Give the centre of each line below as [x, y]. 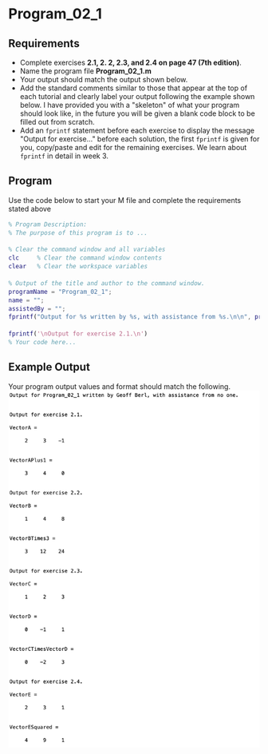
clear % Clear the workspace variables [78, 267]
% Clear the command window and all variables [87, 250]
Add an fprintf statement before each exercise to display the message [137, 130]
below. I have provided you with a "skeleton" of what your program [130, 105]
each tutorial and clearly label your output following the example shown [137, 96]
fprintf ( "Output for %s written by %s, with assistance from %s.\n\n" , [130, 317]
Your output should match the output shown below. [104, 79]
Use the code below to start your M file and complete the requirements [125, 200]
